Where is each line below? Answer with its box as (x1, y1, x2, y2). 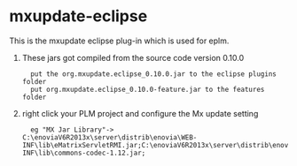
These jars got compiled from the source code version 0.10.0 (21, 52, 245, 63)
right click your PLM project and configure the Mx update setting (21, 108, 259, 118)
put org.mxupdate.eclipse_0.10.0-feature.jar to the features (30, 85, 265, 94)
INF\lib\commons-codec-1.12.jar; (21, 148, 146, 157)
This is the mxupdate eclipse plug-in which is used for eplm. (9, 35, 230, 46)
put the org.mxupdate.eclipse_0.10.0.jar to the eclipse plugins (30, 69, 277, 79)
